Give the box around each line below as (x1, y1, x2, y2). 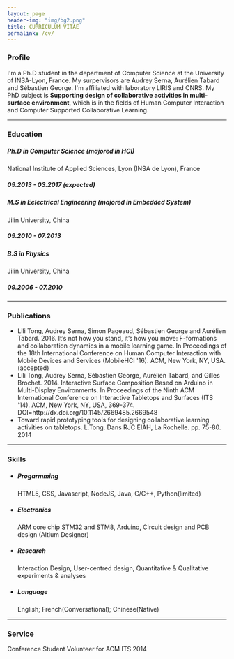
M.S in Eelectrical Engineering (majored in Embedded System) (7, 198, 192, 207)
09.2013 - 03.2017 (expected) (7, 181, 96, 189)
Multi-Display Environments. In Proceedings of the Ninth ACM (17, 386, 195, 394)
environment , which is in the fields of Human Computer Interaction (31, 98, 224, 107)
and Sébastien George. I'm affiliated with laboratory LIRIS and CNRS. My (7, 83, 215, 91)
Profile (7, 53, 31, 63)
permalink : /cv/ (7, 29, 54, 37)
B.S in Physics (7, 249, 49, 258)
